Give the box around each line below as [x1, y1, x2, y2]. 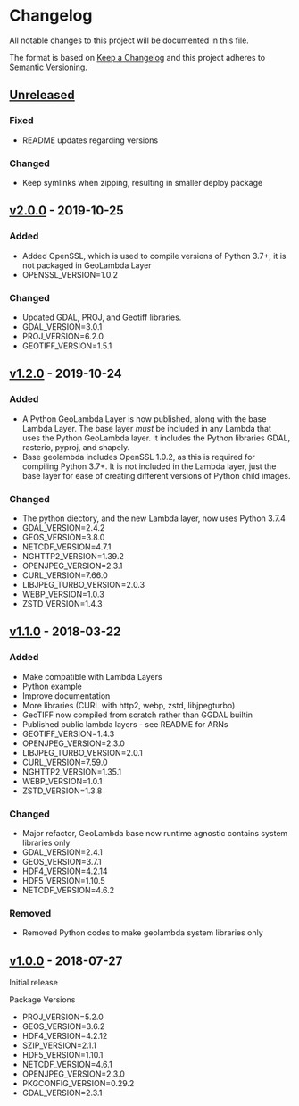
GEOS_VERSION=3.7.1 [21, 856, 102, 867]
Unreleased [9, 88, 76, 103]
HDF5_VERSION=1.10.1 [21, 1049, 104, 1060]
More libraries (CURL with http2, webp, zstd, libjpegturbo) [21, 700, 236, 710]
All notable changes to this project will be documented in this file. [9, 35, 250, 46]
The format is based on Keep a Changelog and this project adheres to [9, 52, 266, 63]
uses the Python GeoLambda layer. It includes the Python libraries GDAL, [21, 432, 291, 443]
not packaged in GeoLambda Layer [21, 260, 152, 271]
